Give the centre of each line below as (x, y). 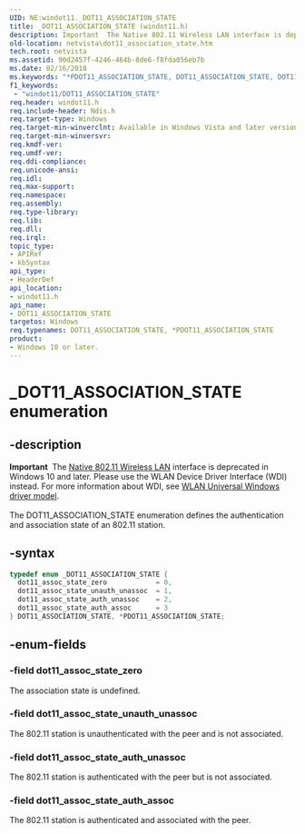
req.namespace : (38, 195)
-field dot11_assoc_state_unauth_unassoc (103, 714)
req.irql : (28, 237)
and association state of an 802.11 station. (88, 524)
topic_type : (32, 246)
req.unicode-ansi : (44, 170)
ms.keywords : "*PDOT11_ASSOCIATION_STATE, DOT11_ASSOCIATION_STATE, (142, 77)
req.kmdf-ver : (36, 144)
